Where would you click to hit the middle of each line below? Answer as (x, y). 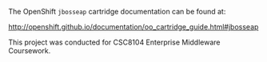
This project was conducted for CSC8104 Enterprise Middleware (114, 42)
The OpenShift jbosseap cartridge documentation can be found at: (117, 12)
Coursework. (30, 50)
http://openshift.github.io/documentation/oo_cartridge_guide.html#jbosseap (133, 27)
